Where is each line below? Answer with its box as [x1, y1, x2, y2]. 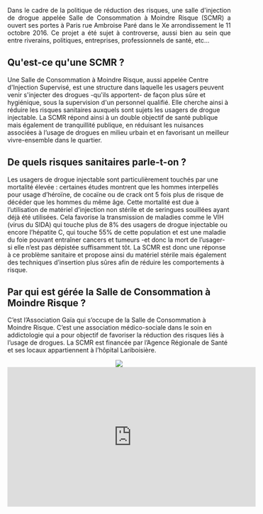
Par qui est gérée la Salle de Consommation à [7, 286, 211, 298]
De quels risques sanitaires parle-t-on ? [7, 156, 186, 169]
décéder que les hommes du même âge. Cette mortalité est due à [7, 198, 199, 206]
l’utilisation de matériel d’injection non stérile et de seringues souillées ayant [7, 205, 230, 213]
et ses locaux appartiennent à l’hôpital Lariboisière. [7, 346, 157, 354]
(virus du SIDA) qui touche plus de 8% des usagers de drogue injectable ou [7, 220, 228, 229]
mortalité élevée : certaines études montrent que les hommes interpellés [7, 182, 219, 191]
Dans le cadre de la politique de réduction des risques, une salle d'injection [7, 6, 231, 14]
